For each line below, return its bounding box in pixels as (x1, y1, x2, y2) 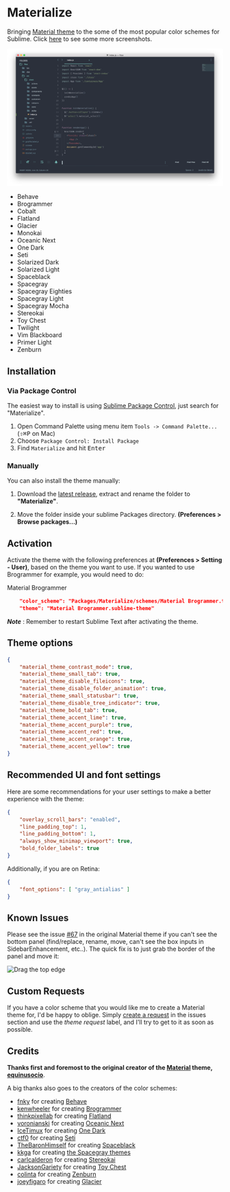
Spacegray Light (16, 295, 64, 303)
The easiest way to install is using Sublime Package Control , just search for (7, 402, 219, 410)
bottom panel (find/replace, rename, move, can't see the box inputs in (7, 938, 204, 946)
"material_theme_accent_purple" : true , (19, 721, 133, 728)
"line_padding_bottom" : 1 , (19, 831, 97, 838)
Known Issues (7, 912, 69, 923)
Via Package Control (7, 386, 77, 396)
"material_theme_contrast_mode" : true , (19, 664, 133, 670)
